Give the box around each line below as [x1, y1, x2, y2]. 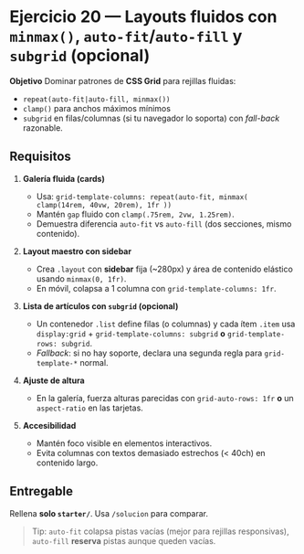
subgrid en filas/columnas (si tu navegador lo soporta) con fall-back [22, 112, 280, 123]
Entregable [9, 484, 73, 499]
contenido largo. [36, 457, 99, 468]
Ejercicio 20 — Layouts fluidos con [9, 6, 278, 27]
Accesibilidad [22, 420, 77, 431]
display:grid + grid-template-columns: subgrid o [36, 327, 225, 339]
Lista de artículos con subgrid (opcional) [22, 300, 179, 312]
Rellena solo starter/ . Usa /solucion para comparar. [9, 507, 208, 518]
